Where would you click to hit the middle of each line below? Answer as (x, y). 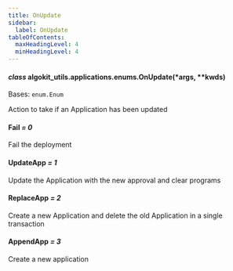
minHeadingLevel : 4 (47, 52)
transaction (26, 223)
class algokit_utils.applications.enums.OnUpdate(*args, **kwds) (117, 77)
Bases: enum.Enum (36, 94)
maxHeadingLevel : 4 (47, 45)
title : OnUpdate (35, 15)
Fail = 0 (20, 127)
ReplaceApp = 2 (35, 198)
